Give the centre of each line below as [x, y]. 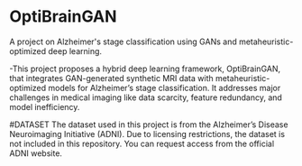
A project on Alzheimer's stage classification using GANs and [123, 41]
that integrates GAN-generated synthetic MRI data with [111, 78]
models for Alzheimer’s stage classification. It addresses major [165, 88]
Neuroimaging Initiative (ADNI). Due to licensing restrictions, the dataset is [147, 134]
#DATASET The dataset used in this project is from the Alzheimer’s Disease [149, 124]
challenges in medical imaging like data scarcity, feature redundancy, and [146, 97]
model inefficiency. [45, 106]
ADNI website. [36, 153]
